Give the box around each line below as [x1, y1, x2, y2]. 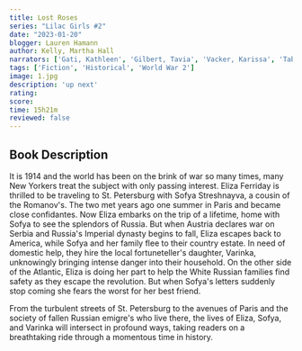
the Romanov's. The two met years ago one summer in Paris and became [9, 199, 281, 210]
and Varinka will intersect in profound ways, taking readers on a [9, 321, 245, 333]
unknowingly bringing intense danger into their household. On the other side [9, 256, 292, 267]
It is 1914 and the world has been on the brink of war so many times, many [9, 170, 284, 181]
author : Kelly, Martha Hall [9, 47, 115, 56]
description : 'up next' [9, 80, 99, 89]
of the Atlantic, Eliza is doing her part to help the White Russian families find [9, 266, 290, 277]
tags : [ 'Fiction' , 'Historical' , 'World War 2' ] [9, 64, 195, 73]
